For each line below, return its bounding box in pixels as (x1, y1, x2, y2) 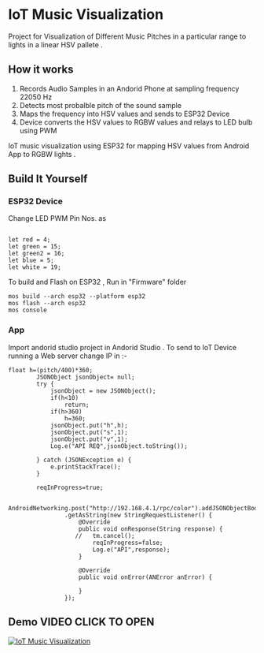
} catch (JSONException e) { (36, 456, 132, 464)
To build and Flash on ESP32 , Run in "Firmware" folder (8, 278, 187, 287)
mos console (8, 306, 47, 315)
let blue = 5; (8, 256, 55, 265)
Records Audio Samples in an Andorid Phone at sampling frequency (19, 84, 240, 93)
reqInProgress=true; (36, 483, 104, 491)
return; (64, 401, 90, 409)
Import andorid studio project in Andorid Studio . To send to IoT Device (8, 342, 237, 352)
